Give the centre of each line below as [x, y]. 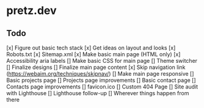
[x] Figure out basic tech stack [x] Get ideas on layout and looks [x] [91, 48]
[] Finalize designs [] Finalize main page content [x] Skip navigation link [96, 67]
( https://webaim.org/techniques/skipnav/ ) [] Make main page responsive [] [100, 74]
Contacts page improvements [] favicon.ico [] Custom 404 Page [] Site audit [102, 87]
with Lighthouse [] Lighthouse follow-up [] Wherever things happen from [98, 93]
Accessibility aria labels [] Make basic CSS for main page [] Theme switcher [102, 61]
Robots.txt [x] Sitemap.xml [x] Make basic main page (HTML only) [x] [93, 54]
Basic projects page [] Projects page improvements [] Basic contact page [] [101, 80]
